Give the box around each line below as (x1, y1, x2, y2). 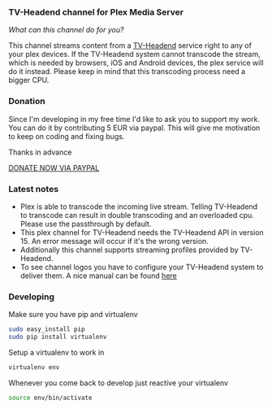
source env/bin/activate (8, 394, 93, 402)
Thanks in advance (8, 147, 72, 157)
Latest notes (8, 183, 59, 194)
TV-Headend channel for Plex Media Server (8, 7, 184, 18)
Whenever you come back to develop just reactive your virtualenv (8, 377, 229, 388)
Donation (8, 96, 46, 107)
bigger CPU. (8, 76, 50, 85)
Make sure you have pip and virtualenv (8, 310, 138, 320)
